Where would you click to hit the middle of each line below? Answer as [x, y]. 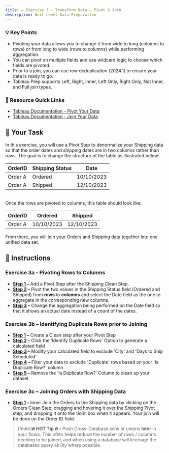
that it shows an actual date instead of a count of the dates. [75, 310]
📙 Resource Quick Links [35, 100]
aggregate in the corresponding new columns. [61, 300]
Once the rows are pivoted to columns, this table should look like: [74, 203]
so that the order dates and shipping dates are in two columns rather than [82, 150]
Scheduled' [25, 356]
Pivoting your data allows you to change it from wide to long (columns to [88, 43]
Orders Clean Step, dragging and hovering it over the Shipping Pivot [84, 408]
